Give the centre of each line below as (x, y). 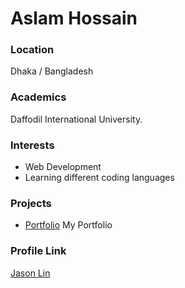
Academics (38, 97)
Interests (32, 145)
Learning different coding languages (99, 178)
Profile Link (38, 251)
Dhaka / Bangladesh (52, 71)
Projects (31, 203)
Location (32, 50)
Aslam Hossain (74, 18)
